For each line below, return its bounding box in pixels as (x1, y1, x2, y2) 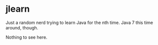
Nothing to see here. (5, 34, 48, 40)
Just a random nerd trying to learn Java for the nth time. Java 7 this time (5, 20, 153, 25)
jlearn (5, 3, 30, 15)
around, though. (5, 24, 39, 30)
